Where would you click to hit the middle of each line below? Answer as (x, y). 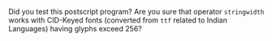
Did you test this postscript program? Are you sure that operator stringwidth (136, 12)
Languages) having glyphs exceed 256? (75, 29)
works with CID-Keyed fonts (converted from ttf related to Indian (118, 20)
